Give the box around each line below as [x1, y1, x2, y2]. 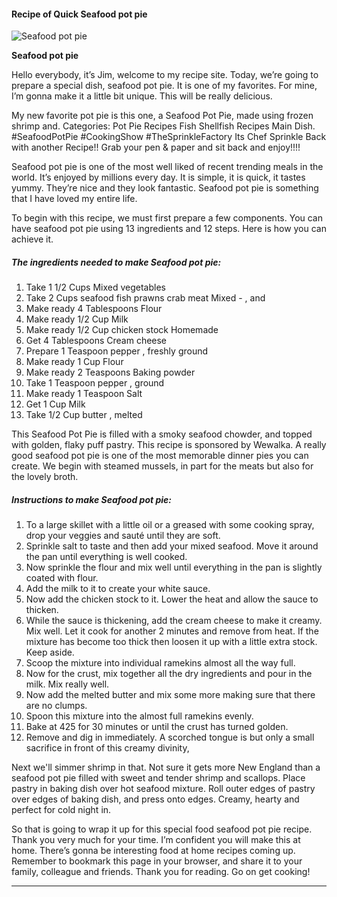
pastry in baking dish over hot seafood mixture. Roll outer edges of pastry [11, 783, 316, 795]
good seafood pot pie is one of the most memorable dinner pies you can [11, 450, 309, 462]
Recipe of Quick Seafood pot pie [11, 8, 148, 20]
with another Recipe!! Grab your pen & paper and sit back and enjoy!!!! [11, 141, 301, 154]
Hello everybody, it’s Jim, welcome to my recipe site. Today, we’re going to [11, 69, 319, 81]
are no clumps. [25, 700, 88, 712]
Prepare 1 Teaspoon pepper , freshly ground [25, 345, 209, 357]
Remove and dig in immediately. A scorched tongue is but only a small [25, 731, 315, 744]
